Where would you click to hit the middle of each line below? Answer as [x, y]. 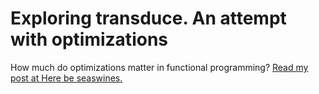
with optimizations [89, 39]
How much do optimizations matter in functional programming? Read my [159, 67]
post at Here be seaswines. [66, 78]
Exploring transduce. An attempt [148, 18]
